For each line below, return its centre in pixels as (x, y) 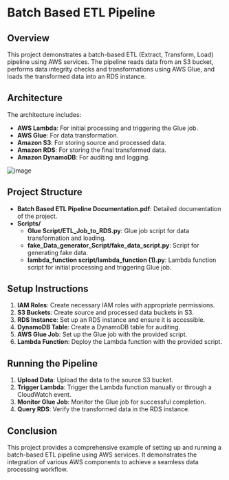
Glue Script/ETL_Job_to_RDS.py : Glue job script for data (108, 230)
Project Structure (45, 192)
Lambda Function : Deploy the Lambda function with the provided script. (119, 342)
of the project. (37, 216)
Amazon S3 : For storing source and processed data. (91, 142)
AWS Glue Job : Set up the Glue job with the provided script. (102, 334)
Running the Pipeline (53, 363)
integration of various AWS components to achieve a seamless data (103, 462)
